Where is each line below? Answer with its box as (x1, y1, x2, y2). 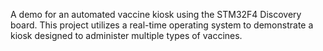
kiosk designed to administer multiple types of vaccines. (10, 30, 243, 41)
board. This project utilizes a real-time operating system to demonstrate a (10, 19, 314, 31)
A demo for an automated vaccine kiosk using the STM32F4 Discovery (10, 9, 302, 20)
